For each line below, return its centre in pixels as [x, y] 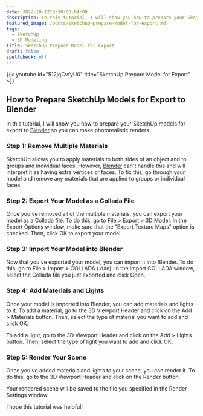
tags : [13, 29]
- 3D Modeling [29, 40]
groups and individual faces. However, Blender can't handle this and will [96, 166]
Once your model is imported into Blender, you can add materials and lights [100, 304]
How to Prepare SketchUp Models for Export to [96, 100]
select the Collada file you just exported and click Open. [76, 275]
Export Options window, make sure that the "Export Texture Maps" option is [100, 227]
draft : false [23, 52]
